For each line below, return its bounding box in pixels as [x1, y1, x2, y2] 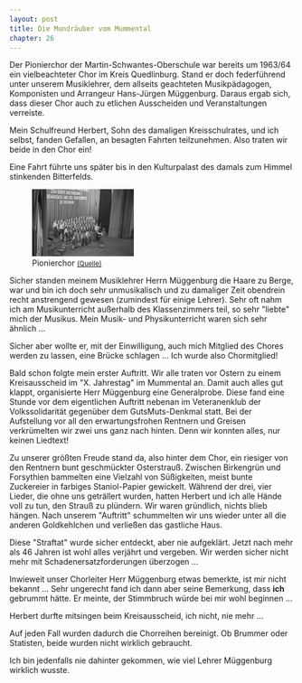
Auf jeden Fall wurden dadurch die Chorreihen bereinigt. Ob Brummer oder [9, 628, 288, 639]
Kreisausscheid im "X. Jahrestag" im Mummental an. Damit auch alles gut [9, 378, 284, 388]
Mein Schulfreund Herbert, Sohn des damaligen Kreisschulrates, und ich [9, 125, 279, 136]
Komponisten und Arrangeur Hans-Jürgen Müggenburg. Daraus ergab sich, [9, 89, 291, 99]
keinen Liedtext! [9, 435, 70, 446]
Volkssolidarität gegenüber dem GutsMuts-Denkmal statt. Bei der [9, 407, 252, 417]
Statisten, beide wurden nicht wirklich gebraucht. [9, 638, 193, 649]
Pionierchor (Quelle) [32, 257, 102, 268]
